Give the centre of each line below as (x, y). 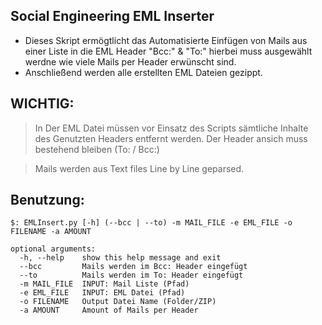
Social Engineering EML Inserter (112, 16)
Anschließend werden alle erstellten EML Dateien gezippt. (143, 72)
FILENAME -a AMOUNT (51, 232)
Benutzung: (47, 200)
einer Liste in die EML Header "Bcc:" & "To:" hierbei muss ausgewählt (168, 51)
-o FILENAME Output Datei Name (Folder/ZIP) (118, 302)
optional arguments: (53, 249)
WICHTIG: (42, 104)
